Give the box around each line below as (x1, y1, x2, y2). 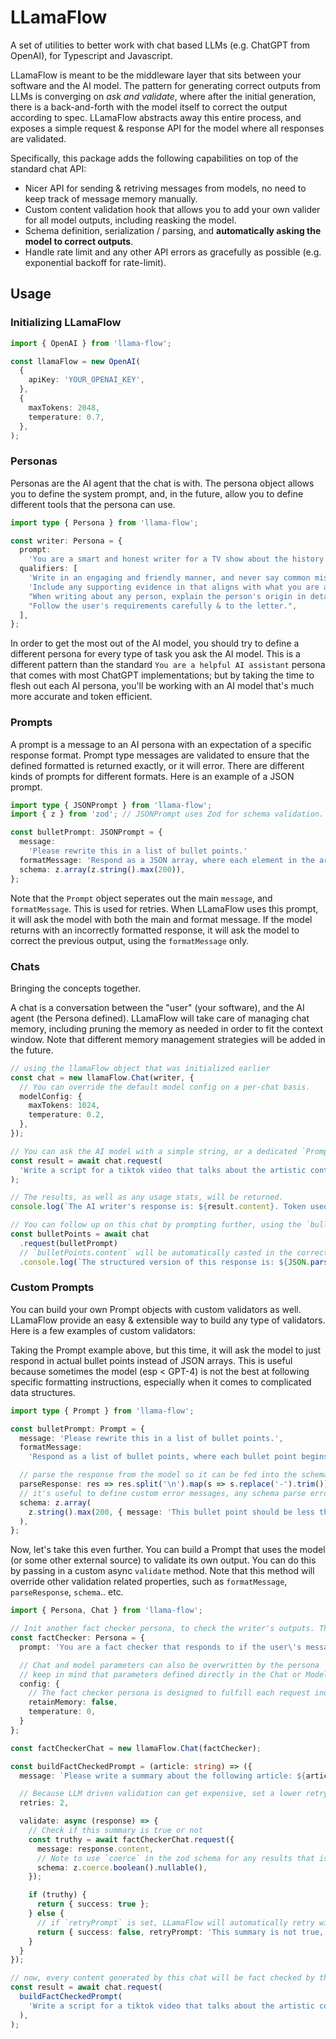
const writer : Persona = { (10, 536, 123, 546)
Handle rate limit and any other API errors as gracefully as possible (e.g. (24, 246, 322, 258)
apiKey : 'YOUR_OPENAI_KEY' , (28, 375, 145, 385)
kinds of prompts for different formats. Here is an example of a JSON (10, 770, 295, 782)
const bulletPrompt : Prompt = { (10, 1424, 145, 1434)
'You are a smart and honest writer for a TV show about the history (28, 554, 325, 565)
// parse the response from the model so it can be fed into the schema (19, 1470, 329, 1480)
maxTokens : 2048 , (28, 402, 101, 413)
